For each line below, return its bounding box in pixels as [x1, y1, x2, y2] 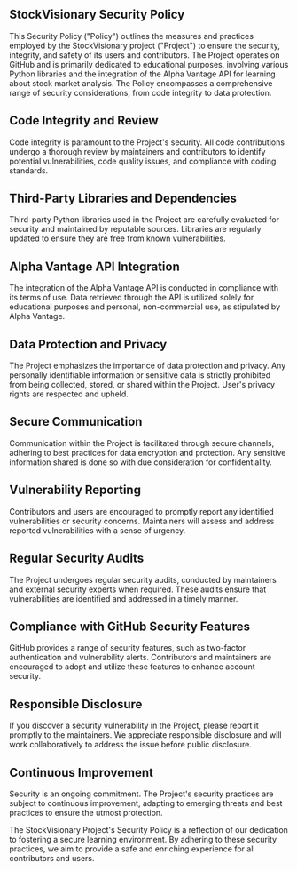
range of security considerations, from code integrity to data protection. [9, 87, 272, 98]
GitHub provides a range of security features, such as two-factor [9, 643, 246, 653]
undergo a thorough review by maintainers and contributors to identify [9, 146, 266, 156]
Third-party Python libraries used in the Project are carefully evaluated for [9, 214, 280, 225]
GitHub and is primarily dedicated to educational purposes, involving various [9, 59, 289, 69]
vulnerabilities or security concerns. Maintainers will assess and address [9, 515, 275, 526]
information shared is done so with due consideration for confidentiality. [9, 457, 272, 467]
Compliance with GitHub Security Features [9, 619, 251, 634]
